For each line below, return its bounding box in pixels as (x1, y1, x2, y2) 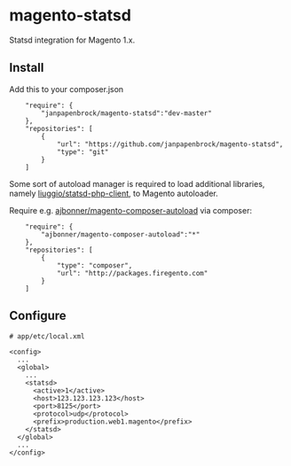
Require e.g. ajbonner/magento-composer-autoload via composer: (9, 205, 253, 215)
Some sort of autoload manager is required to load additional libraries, (9, 178, 265, 189)
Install (9, 60, 44, 75)
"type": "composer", (56, 260, 133, 270)
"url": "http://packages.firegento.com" (56, 268, 208, 277)
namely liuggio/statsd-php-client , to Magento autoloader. (9, 188, 219, 198)
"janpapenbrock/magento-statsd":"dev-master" (41, 108, 213, 118)
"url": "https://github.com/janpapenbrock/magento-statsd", (56, 139, 284, 149)
